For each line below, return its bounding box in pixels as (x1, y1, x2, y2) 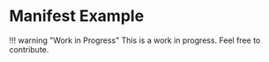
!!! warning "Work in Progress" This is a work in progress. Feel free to (9, 35, 261, 45)
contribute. (9, 44, 49, 54)
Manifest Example (9, 6, 145, 26)
